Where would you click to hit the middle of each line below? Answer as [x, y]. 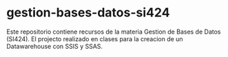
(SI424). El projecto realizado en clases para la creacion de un [95, 38]
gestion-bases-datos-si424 [88, 13]
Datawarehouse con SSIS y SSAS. [55, 46]
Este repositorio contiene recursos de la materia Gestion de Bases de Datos [114, 32]
